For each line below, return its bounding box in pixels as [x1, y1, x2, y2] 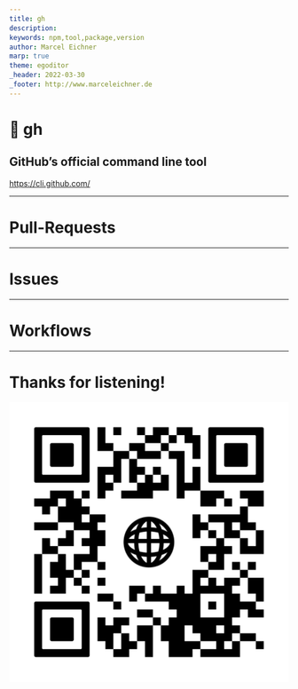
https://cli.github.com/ [9, 178, 90, 188]
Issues [9, 269, 59, 289]
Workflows [9, 321, 91, 341]
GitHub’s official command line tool [9, 154, 207, 170]
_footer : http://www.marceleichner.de [9, 80, 153, 89]
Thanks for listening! [9, 372, 166, 392]
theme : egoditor [9, 61, 69, 70]
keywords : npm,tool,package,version [9, 33, 145, 42]
